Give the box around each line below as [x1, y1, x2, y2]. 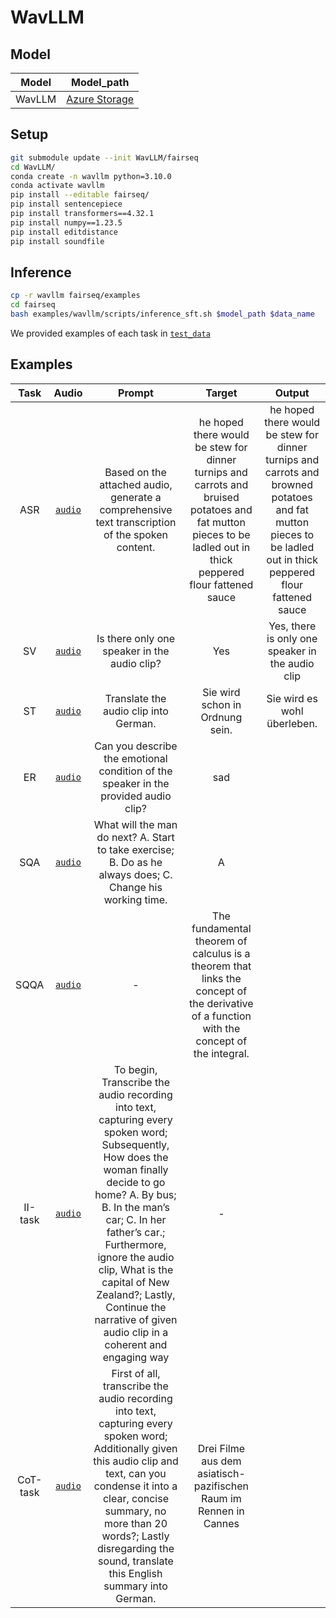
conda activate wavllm [10, 181, 105, 191]
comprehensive [99, 502, 173, 516]
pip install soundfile [10, 236, 105, 246]
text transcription [95, 515, 177, 529]
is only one [266, 631, 318, 645]
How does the [103, 1150, 169, 1164]
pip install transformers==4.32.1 [10, 209, 155, 219]
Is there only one [96, 631, 176, 645]
